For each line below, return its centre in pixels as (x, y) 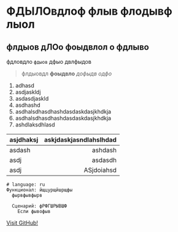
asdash (20, 150)
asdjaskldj (28, 92)
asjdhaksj (24, 140)
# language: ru (26, 185)
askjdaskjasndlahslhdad (80, 140)
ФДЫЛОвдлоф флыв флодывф (89, 11)
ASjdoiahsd (100, 170)
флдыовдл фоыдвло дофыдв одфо (67, 74)
